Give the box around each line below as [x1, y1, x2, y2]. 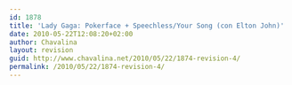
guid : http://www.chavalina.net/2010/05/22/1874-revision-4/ [9, 54, 241, 63]
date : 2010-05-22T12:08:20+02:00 [9, 29, 134, 38]
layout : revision [9, 46, 74, 55]
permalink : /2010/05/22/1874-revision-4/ [9, 63, 166, 72]
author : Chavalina [9, 37, 77, 47]
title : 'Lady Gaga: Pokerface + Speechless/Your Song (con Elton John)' [9, 21, 285, 30]
